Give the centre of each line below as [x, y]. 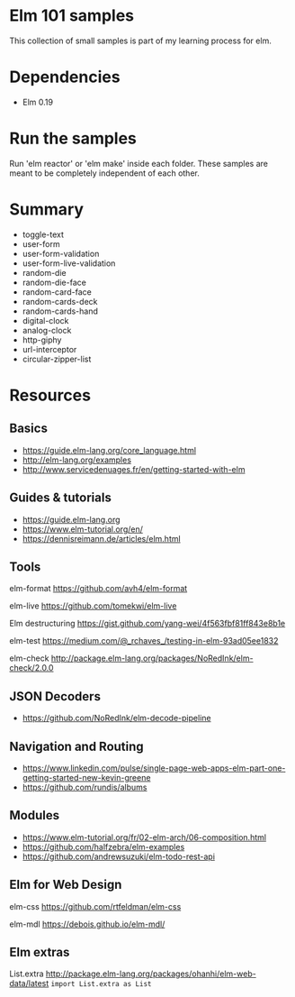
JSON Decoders [55, 696]
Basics [28, 429]
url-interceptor [49, 349]
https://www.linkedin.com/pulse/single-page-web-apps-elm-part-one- [154, 768]
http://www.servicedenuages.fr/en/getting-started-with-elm [134, 469]
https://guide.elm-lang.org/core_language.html [109, 450]
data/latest [29, 983]
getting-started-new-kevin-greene [86, 777]
